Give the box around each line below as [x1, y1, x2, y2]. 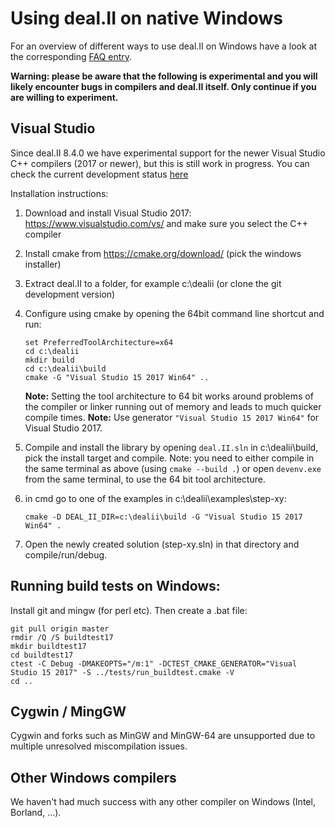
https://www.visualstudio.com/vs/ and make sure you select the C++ [24, 217, 309, 229]
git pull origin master [10, 623, 110, 634]
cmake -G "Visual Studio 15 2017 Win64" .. [24, 372, 210, 382]
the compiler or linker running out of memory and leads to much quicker [24, 400, 322, 412]
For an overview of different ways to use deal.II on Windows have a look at [10, 40, 318, 52]
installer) [24, 258, 62, 270]
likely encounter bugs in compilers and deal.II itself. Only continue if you [10, 80, 317, 92]
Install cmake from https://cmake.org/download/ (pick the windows [24, 247, 302, 259]
